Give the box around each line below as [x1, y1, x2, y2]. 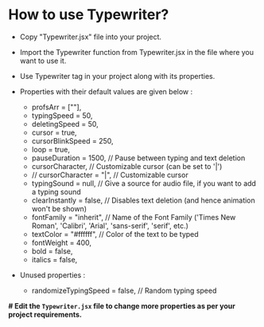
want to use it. [19, 56, 67, 65]
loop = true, [31, 144, 70, 154]
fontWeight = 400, [31, 238, 92, 247]
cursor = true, [31, 128, 77, 137]
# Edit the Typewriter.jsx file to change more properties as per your [8, 301, 236, 310]
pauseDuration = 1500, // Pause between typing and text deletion [31, 153, 246, 163]
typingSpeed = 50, [31, 110, 93, 120]
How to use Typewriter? [8, 6, 169, 24]
